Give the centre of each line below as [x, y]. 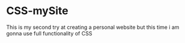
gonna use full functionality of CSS [49, 33]
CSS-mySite [37, 11]
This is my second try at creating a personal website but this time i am [93, 27]
